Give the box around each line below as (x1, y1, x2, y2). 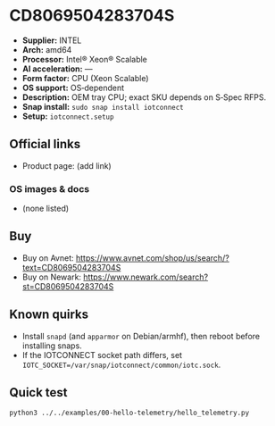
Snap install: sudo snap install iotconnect (21, 101, 185, 112)
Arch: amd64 (21, 44, 72, 54)
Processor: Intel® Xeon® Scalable (21, 54, 147, 64)
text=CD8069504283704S (21, 262, 121, 272)
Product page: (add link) (21, 160, 112, 171)
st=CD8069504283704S (21, 280, 114, 291)
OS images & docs (9, 182, 90, 195)
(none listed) (21, 203, 70, 214)
